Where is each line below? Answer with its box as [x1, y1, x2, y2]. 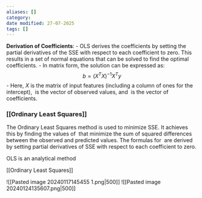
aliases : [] [6, 9, 36, 15]
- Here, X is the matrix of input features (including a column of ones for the [6, 81, 193, 89]
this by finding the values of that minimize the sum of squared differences [6, 130, 192, 137]
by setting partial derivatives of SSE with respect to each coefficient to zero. [6, 143, 197, 151]
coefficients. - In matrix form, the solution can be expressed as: [6, 62, 165, 69]
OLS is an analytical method [6, 155, 76, 162]
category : [6, 15, 32, 21]
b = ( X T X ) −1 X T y [82, 71, 121, 80]
